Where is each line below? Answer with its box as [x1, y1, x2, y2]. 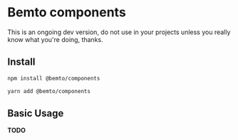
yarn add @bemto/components [7, 87, 91, 95]
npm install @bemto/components [7, 75, 100, 82]
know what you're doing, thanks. [7, 35, 103, 43]
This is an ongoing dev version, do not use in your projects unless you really [7, 28, 231, 36]
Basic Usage [7, 107, 64, 119]
